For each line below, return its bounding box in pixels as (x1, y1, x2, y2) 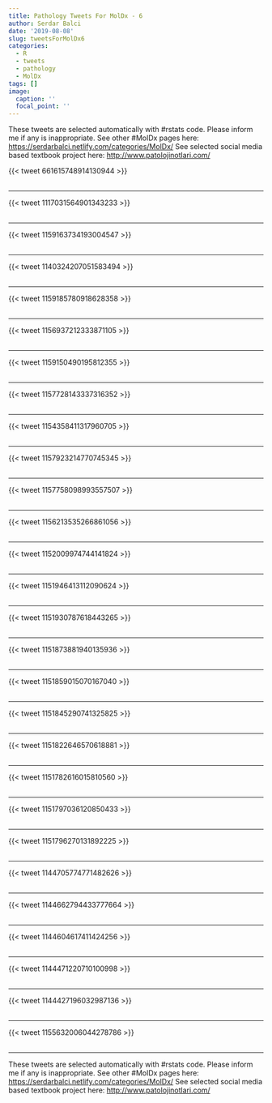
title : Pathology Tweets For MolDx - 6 (8, 11, 143, 20)
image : (8, 87, 31, 96)
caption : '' (15, 95, 57, 103)
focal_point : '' (15, 102, 70, 110)
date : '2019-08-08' (8, 27, 74, 35)
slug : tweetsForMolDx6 (8, 34, 85, 43)
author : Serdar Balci (8, 19, 82, 28)
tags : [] (8, 79, 38, 88)
